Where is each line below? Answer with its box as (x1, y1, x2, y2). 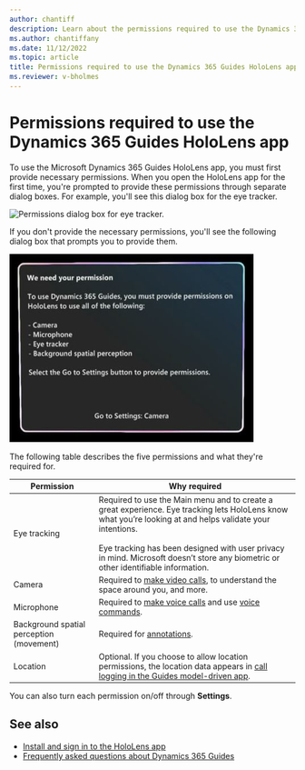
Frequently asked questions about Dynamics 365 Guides (22, 750, 235, 761)
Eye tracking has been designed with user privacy (98, 542, 285, 554)
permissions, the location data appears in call (98, 660, 268, 672)
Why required (168, 481, 222, 492)
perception (13, 628, 54, 640)
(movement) (13, 638, 60, 649)
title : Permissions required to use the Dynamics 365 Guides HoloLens (9, 63, 282, 72)
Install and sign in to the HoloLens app (22, 741, 166, 752)
